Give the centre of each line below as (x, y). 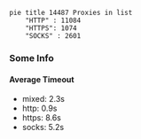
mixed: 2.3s (43, 99)
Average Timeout (42, 79)
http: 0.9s (39, 108)
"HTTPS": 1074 (51, 28)
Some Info (32, 58)
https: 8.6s (42, 118)
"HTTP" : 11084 (53, 20)
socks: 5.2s (43, 127)
